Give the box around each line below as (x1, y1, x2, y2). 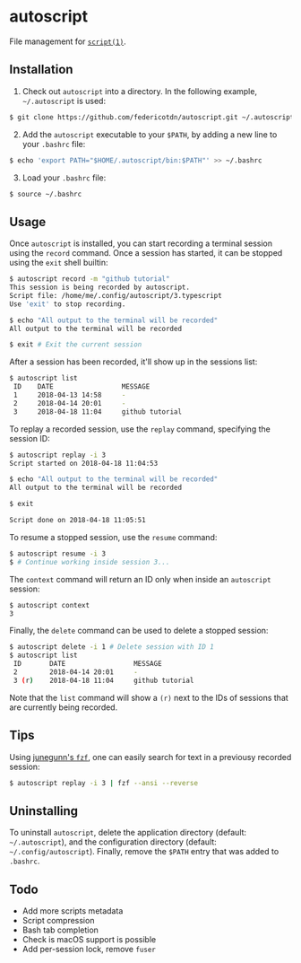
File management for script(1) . (9, 36, 127, 47)
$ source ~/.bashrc (9, 189, 82, 198)
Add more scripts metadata (21, 906, 124, 916)
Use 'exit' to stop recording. (9, 299, 126, 309)
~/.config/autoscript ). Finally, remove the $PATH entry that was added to (9, 846, 279, 857)
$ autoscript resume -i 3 (9, 549, 106, 558)
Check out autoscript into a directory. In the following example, (21, 85, 258, 96)
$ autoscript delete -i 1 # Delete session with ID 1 (9, 643, 215, 652)
